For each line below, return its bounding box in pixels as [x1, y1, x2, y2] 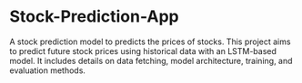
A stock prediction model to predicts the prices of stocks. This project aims [9, 36, 291, 47]
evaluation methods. [9, 65, 86, 76]
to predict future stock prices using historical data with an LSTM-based [9, 45, 277, 56]
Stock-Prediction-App [9, 6, 179, 27]
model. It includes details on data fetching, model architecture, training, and [9, 55, 293, 66]
